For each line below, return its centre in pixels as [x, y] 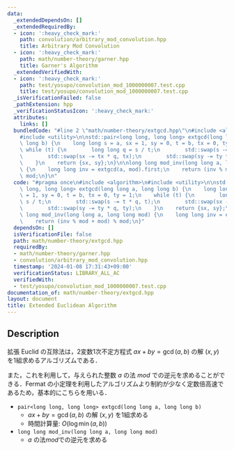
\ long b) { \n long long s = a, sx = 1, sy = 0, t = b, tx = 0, [119, 144]
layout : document [32, 299]
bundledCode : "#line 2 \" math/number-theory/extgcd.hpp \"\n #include [115, 130]
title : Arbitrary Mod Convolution [70, 46]
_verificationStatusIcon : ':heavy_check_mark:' [84, 111]
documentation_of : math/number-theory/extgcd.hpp [81, 293]
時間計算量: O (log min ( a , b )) [68, 423]
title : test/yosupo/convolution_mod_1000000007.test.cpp [104, 91]
